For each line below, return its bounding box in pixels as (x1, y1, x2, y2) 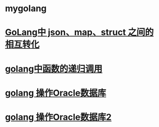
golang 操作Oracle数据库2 (5, 111, 112, 123)
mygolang (5, 3, 47, 14)
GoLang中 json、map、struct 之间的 (5, 27, 154, 38)
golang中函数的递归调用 (5, 63, 103, 74)
